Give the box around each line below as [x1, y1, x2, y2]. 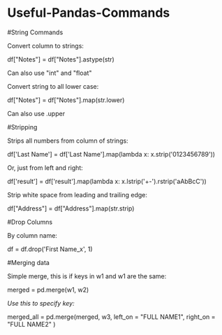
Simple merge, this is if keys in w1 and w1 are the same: [7, 271, 167, 280]
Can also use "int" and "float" [7, 69, 92, 77]
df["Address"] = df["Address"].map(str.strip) [7, 204, 135, 213]
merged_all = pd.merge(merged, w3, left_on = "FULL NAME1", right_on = [7, 313, 216, 321]
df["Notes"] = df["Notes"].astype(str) [7, 55, 115, 64]
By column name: [7, 231, 58, 239]
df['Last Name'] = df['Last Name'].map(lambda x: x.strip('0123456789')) [7, 150, 215, 158]
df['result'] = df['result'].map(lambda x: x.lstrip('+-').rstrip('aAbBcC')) [7, 177, 207, 185]
